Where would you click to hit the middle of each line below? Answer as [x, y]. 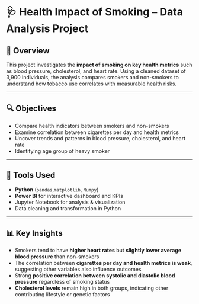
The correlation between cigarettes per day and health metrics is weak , [103, 263]
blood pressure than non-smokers [57, 257]
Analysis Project [47, 29]
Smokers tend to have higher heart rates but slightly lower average [98, 251]
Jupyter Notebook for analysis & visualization [70, 202]
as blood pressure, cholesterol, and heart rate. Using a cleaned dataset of [96, 71]
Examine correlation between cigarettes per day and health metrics [97, 132]
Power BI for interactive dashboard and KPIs [69, 196]
